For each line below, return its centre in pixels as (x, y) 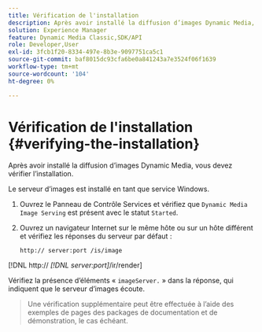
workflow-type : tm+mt (44, 67)
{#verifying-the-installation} (104, 144)
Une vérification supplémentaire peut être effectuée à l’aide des (131, 304)
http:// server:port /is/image (71, 251)
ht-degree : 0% (31, 81)
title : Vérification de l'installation (74, 15)
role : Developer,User (44, 45)
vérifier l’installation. (41, 174)
